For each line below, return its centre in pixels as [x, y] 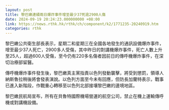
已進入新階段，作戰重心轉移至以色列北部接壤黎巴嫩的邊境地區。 [71, 85]
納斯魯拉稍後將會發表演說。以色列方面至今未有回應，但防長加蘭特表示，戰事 [84, 79]
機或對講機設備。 [23, 102]
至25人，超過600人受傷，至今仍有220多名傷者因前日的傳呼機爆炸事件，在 [82, 56]
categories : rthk [23, 29]
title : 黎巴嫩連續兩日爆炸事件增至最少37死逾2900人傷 [56, 15]
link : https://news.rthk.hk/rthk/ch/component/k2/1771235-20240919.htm [82, 24]
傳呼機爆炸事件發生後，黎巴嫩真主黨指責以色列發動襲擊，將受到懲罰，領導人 [84, 73]
